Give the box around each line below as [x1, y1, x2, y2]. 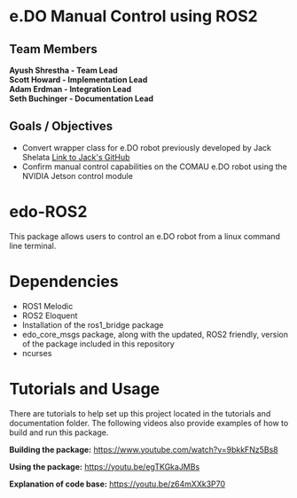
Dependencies [9, 271, 119, 292]
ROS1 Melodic [21, 300, 74, 311]
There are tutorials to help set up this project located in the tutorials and [9, 408, 271, 418]
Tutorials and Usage [9, 378, 160, 399]
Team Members [9, 42, 98, 57]
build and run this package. [9, 427, 109, 438]
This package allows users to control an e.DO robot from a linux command [9, 230, 281, 241]
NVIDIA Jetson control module [21, 170, 133, 181]
